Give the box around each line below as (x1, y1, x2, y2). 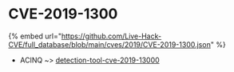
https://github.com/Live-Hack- (61, 31, 162, 41)
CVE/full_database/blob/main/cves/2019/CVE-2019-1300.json (8, 39, 212, 49)
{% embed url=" (8, 31, 62, 41)
